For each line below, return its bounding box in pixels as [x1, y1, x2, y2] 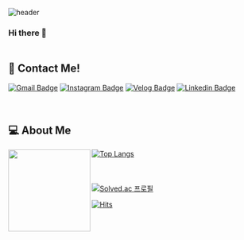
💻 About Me [8, 124, 72, 137]
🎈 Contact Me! [8, 62, 81, 75]
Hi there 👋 [8, 27, 48, 38]
